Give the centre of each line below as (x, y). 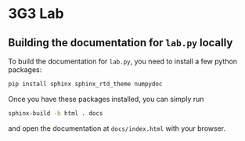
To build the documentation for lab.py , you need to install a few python (122, 61)
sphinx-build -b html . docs (56, 113)
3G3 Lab (36, 14)
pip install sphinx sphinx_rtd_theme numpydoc (85, 84)
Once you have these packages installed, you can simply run (106, 99)
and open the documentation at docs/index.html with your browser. (117, 128)
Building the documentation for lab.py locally (121, 43)
